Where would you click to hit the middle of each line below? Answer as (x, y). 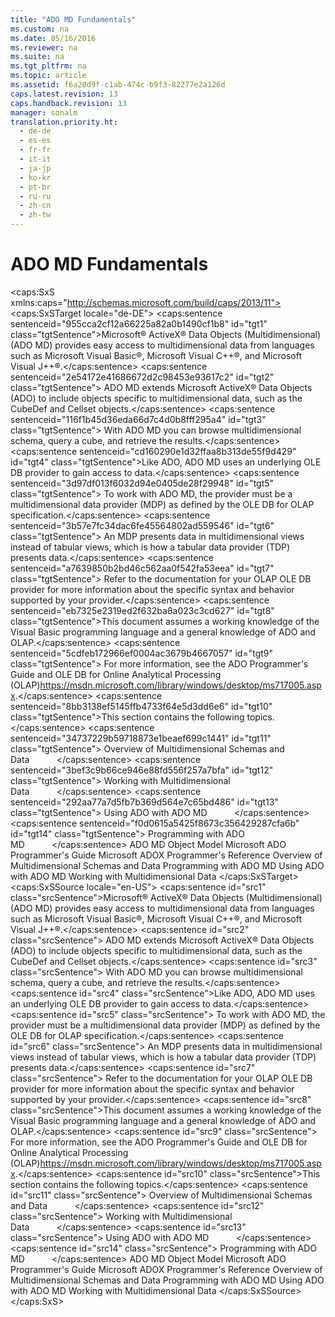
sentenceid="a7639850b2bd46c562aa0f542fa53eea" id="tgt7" (142, 568)
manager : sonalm (44, 112)
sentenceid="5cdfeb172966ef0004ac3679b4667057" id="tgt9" (142, 653)
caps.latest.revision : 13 (64, 94)
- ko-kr (35, 177)
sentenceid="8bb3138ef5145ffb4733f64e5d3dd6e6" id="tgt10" (141, 706)
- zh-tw (35, 215)
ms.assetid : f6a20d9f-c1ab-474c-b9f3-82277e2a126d (118, 85)
